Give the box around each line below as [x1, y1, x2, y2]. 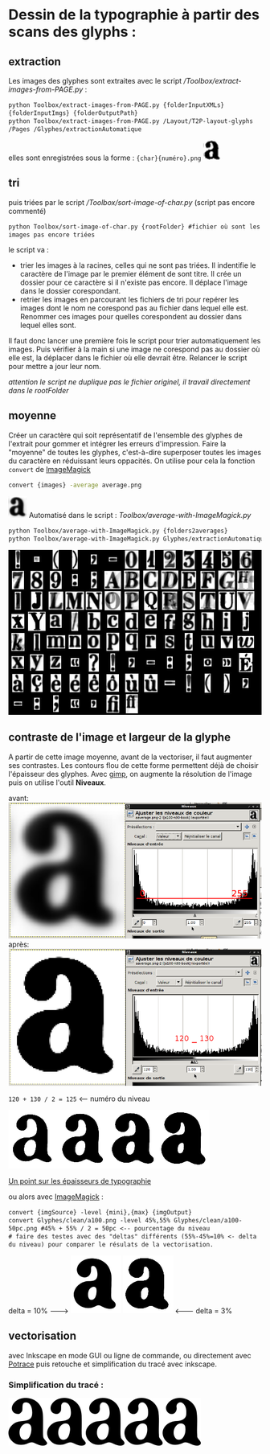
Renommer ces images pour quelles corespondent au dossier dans [19, 311, 243, 321]
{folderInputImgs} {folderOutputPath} [8, 109, 138, 117]
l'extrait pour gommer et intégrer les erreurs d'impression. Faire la [8, 438, 227, 448]
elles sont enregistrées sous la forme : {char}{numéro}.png [8, 153, 202, 162]
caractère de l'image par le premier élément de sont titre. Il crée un [19, 269, 243, 278]
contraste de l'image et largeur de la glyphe [8, 730, 231, 745]
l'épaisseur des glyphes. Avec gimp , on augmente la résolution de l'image [8, 769, 252, 778]
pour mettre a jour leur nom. [8, 361, 102, 371]
